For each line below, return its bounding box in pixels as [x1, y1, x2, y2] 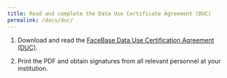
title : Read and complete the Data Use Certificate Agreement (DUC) [7, 10, 212, 17]
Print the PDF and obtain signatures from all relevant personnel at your [17, 56, 221, 65]
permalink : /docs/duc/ [7, 17, 74, 24]
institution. [17, 64, 48, 72]
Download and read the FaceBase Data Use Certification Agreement [17, 36, 215, 44]
